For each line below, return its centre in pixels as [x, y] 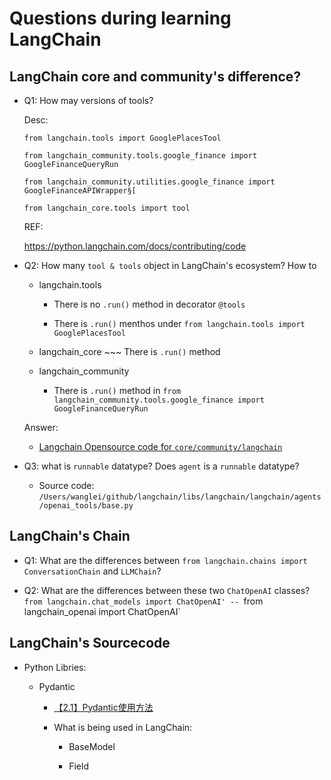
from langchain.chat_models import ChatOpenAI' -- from [143, 601]
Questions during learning [120, 18]
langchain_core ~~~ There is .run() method [129, 351]
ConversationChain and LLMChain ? [92, 571]
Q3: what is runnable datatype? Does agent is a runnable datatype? [161, 466]
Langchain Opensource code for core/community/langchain [160, 446]
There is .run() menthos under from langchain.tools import [179, 323]
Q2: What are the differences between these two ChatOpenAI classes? [167, 590]
